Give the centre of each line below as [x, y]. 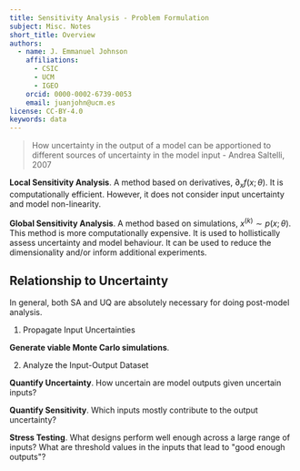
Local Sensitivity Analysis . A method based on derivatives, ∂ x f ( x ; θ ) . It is [146, 183]
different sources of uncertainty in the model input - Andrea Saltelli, [158, 155]
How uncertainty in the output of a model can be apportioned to [151, 146]
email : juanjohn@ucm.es [71, 102]
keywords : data [38, 119]
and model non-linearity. [55, 204]
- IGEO [46, 86]
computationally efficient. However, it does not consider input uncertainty [147, 194]
